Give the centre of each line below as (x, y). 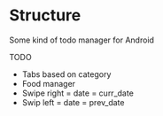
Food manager (49, 83)
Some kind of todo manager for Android (82, 40)
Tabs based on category (66, 74)
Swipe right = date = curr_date (78, 93)
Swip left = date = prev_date (73, 102)
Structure (45, 15)
